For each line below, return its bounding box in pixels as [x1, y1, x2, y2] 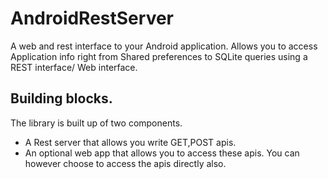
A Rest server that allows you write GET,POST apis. [24, 136, 237, 148]
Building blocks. [10, 90, 113, 107]
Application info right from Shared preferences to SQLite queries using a [10, 50, 308, 62]
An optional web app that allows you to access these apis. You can [24, 147, 300, 159]
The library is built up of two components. [10, 117, 183, 129]
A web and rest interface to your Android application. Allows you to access [10, 40, 318, 52]
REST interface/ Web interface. [10, 61, 138, 73]
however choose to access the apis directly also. [24, 157, 227, 169]
